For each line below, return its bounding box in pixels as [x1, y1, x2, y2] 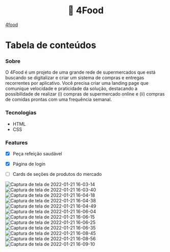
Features [5, 139, 28, 146]
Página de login [12, 161, 46, 167]
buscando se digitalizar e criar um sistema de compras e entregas [5, 75, 144, 81]
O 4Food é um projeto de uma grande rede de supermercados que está [5, 69, 156, 76]
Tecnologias [5, 109, 37, 117]
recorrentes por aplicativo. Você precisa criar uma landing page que [5, 80, 149, 86]
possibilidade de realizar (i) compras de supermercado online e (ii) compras [5, 91, 165, 97]
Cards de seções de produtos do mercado [12, 171, 102, 177]
